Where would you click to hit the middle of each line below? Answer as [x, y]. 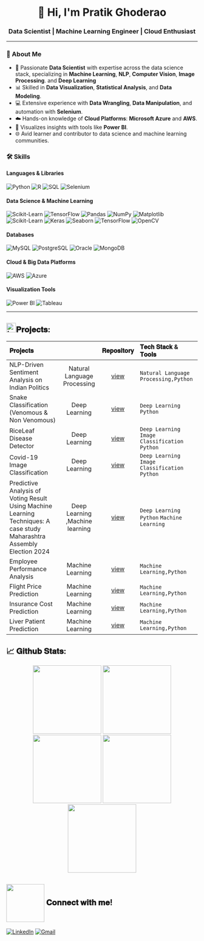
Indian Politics [29, 387]
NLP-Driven [27, 364]
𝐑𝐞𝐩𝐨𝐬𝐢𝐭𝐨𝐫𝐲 [118, 351]
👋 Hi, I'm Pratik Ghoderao [102, 12]
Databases [20, 234]
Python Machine [161, 518]
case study [25, 529]
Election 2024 [29, 551]
